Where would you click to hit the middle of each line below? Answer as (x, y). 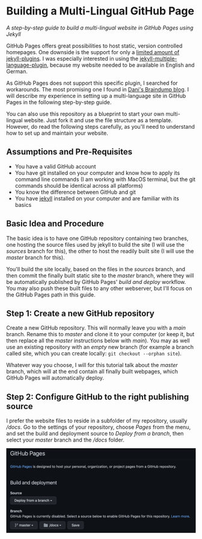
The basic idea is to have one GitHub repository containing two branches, (97, 238)
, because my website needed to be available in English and (121, 65)
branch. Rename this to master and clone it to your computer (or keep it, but (100, 334)
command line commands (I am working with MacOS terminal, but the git (105, 179)
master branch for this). (35, 257)
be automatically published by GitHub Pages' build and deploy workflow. (96, 282)
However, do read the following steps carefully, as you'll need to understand (101, 126)
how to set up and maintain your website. (57, 133)
